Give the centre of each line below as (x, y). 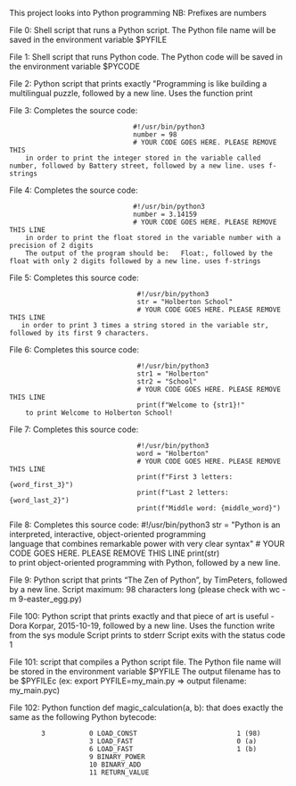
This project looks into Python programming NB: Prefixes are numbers (138, 13)
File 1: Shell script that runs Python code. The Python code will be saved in (146, 57)
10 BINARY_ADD (115, 765)
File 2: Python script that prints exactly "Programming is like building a (138, 83)
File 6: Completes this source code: (74, 350)
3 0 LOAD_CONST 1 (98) (151, 733)
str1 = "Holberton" (173, 374)
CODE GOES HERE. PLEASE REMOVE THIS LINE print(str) (115, 553)
